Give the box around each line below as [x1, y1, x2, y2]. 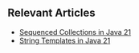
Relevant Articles [7, 6, 96, 20]
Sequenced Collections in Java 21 [18, 27, 132, 36]
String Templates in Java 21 [18, 36, 111, 45]
